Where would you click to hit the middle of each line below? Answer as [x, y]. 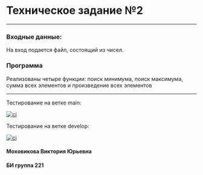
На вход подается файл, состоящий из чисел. [65, 50]
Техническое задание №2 [75, 11]
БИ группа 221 [25, 165]
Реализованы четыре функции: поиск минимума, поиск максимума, [95, 78]
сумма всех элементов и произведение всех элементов [79, 85]
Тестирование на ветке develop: [48, 126]
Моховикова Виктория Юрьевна [49, 151]
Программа [25, 66]
